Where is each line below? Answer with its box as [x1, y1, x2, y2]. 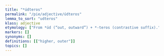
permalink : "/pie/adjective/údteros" [5, 12, 82, 17]
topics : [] [5, 43, 27, 48]
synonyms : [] [5, 35, 32, 39]
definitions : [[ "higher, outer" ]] [5, 39, 76, 44]
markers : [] [5, 30, 29, 35]
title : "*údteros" [5, 7, 42, 12]
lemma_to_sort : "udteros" [5, 16, 58, 21]
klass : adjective [5, 20, 41, 26]
